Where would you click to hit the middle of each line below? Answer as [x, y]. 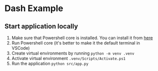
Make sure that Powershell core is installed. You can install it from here [82, 38]
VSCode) [21, 48]
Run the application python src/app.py [50, 64]
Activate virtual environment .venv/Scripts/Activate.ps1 [68, 58]
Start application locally [41, 26]
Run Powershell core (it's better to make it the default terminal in [76, 43]
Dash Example [34, 8]
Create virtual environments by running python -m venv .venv [73, 53]
